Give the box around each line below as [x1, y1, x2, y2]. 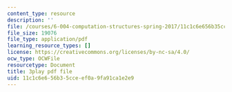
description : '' [7, 17, 54, 24]
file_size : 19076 [7, 29, 57, 37]
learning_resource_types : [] [7, 42, 91, 49]
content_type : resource [7, 10, 76, 17]
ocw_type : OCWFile [7, 55, 60, 62]
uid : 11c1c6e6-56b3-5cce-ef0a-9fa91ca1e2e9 [7, 74, 135, 82]
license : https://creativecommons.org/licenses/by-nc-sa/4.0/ [7, 49, 190, 56]
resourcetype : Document [7, 62, 76, 68]
